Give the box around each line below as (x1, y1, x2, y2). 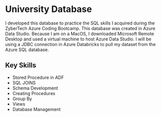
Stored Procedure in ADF (12, 74, 64, 80)
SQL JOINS (12, 79, 36, 85)
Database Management (12, 106, 61, 112)
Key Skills (5, 61, 36, 69)
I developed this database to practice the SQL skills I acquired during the (5, 20, 155, 26)
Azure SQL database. (5, 46, 49, 52)
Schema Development (12, 85, 58, 91)
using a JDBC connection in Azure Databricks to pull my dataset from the (5, 41, 156, 47)
